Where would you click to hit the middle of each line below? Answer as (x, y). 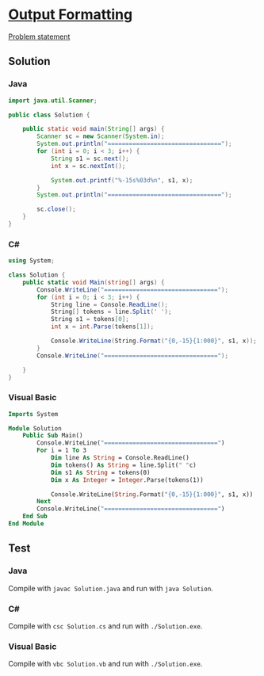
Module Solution (35, 428)
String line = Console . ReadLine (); (109, 304)
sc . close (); (57, 209)
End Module (26, 524)
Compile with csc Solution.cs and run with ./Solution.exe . (105, 626)
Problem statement (39, 36)
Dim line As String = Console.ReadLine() (120, 458)
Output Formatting (71, 15)
